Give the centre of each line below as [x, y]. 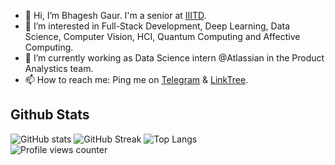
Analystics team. [59, 68]
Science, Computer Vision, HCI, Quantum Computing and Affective [162, 36]
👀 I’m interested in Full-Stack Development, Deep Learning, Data [157, 26]
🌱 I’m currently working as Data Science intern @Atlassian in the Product [174, 58]
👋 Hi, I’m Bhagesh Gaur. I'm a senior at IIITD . [115, 15]
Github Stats [50, 115]
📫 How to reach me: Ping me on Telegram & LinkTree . [136, 79]
